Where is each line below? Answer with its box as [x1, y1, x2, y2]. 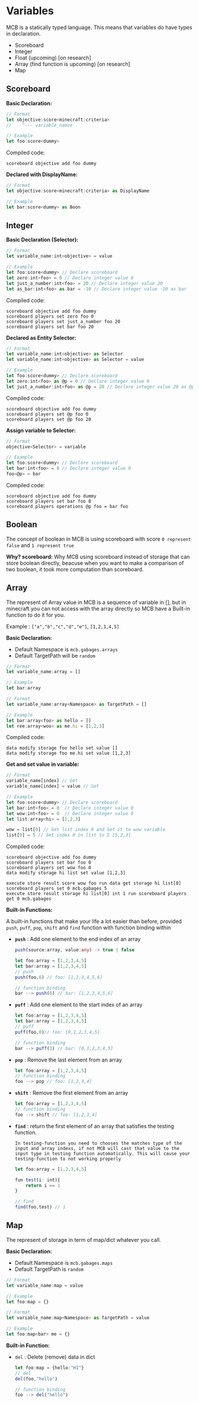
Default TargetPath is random [14, 1265, 84, 1273]
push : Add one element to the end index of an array [14, 935, 141, 943]
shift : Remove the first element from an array [14, 1089, 129, 1097]
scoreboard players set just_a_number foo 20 [6, 318, 120, 324]
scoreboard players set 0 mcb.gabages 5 [6, 886, 108, 891]
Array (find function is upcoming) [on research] [14, 60, 130, 68]
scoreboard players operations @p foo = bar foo [6, 503, 129, 509]
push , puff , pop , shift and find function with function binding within [6, 924, 171, 931]
